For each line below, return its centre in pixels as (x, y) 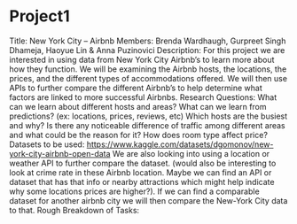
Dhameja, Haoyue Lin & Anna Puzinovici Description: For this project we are (147, 50)
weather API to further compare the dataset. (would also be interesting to (143, 163)
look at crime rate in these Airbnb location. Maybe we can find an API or (141, 172)
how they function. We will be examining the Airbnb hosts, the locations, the (148, 69)
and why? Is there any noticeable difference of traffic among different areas (147, 125)
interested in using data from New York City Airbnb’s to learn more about (142, 59)
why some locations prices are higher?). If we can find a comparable (134, 191)
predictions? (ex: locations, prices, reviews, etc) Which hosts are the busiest (148, 116)
